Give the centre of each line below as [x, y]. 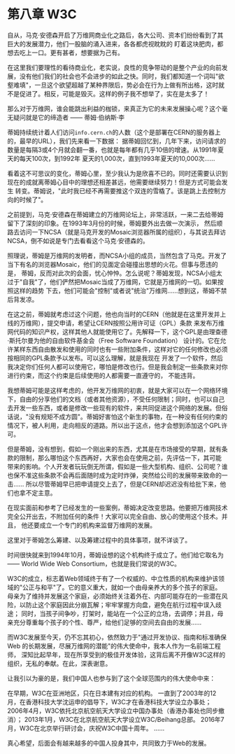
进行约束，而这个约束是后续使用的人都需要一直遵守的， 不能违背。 [103, 375]
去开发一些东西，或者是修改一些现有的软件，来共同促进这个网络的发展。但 [114, 407]
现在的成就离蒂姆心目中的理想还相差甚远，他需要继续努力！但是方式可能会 [114, 182]
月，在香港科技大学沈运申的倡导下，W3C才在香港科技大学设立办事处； [109, 701]
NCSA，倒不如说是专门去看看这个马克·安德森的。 [78, 240]
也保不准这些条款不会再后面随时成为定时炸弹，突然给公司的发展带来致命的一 [117, 475]
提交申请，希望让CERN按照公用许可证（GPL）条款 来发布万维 [136, 323]
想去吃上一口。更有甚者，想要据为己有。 [65, 53]
